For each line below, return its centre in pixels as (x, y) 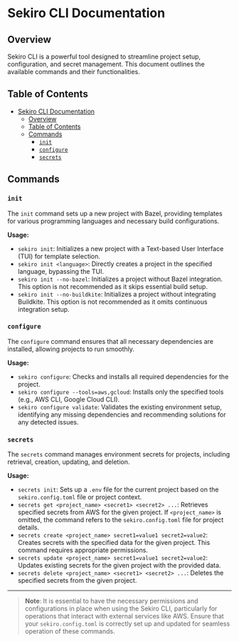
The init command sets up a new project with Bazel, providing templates (115, 213)
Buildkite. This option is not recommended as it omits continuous (112, 302)
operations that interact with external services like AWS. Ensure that (124, 616)
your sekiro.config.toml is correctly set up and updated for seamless (127, 624)
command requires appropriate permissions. (83, 550)
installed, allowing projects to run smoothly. (71, 349)
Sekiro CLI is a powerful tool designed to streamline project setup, (104, 56)
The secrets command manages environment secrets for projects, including (119, 454)
